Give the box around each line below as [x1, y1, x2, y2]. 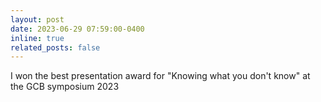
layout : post [10, 14, 65, 25]
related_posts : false [10, 42, 101, 53]
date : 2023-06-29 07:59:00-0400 [10, 24, 145, 34]
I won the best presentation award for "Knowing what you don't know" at [10, 70, 311, 82]
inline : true [10, 33, 65, 43]
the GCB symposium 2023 [10, 81, 120, 93]
